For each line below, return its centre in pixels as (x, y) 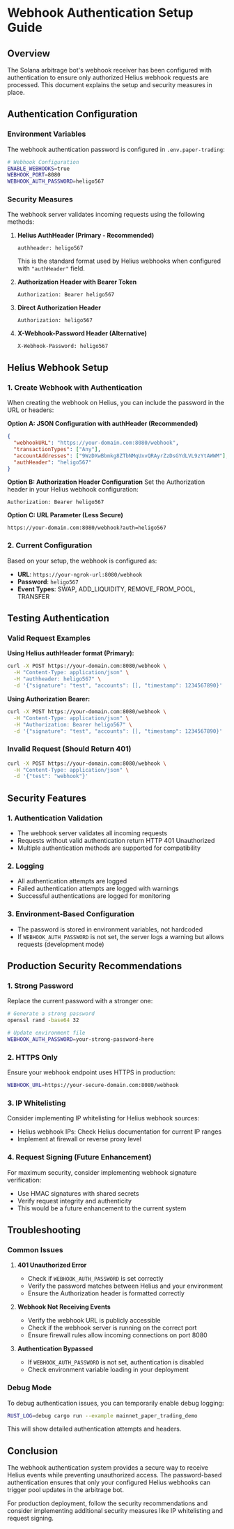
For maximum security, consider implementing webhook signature (102, 1172)
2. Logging (26, 866)
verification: (24, 1180)
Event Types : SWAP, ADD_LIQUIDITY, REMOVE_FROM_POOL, (106, 589)
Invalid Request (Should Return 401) (69, 749)
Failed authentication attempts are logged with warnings (98, 889)
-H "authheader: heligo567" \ (57, 679)
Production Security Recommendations (95, 966)
